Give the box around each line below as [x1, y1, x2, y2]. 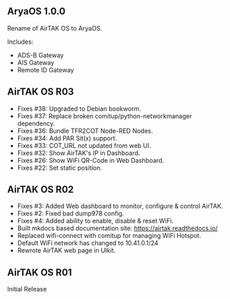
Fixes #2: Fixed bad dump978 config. [17, 209, 124, 218]
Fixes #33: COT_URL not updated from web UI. [17, 141, 151, 149]
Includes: [7, 38, 33, 46]
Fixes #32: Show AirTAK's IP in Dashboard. [17, 149, 140, 157]
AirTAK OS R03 [7, 86, 74, 98]
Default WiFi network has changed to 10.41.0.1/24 [17, 239, 158, 248]
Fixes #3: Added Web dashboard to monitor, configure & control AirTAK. [17, 202, 224, 211]
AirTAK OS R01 [7, 266, 72, 278]
